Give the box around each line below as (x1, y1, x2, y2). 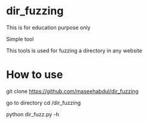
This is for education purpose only (6, 24, 91, 31)
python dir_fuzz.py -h (6, 110, 60, 117)
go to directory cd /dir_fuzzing (6, 99, 81, 106)
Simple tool (6, 35, 34, 42)
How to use (6, 68, 63, 82)
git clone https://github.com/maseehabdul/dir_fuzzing (6, 88, 139, 95)
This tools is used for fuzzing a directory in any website (6, 46, 143, 54)
